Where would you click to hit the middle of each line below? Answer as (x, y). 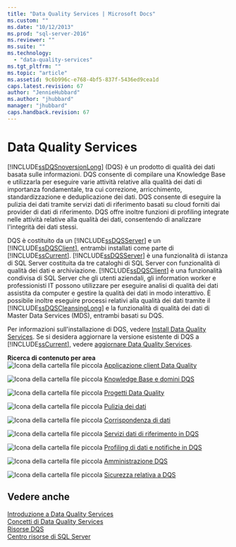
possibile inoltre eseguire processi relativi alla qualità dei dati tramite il (109, 300)
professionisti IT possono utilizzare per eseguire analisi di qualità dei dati (113, 285)
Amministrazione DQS (136, 461)
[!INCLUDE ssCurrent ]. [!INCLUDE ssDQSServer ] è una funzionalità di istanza (118, 256)
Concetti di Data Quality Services (55, 521)
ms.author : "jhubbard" (41, 100)
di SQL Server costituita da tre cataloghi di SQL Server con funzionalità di (114, 263)
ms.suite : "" (26, 47)
